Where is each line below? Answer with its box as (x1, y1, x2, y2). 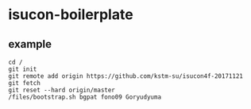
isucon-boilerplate (8, 6, 133, 24)
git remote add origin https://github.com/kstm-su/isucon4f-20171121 (8, 72, 244, 80)
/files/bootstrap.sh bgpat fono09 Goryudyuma (8, 93, 161, 101)
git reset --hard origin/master (8, 86, 115, 94)
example (8, 37, 52, 51)
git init (8, 65, 37, 73)
